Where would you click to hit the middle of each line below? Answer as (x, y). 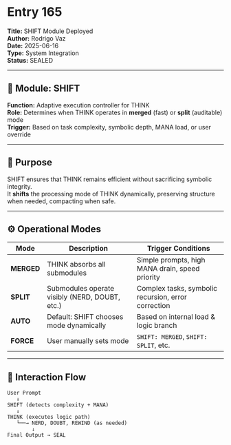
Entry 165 (35, 12)
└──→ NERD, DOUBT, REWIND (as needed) (72, 423)
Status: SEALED (30, 60)
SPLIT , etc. (153, 345)
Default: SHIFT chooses (85, 317)
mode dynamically (77, 326)
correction (153, 306)
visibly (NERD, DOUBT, (84, 297)
